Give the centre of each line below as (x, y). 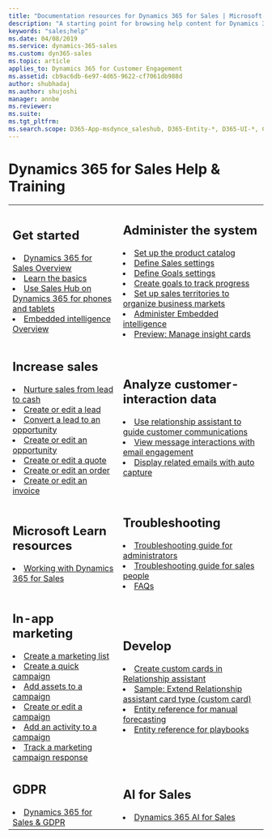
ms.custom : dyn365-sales (50, 54)
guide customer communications (185, 432)
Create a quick (51, 666)
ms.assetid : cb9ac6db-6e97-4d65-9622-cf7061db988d (96, 76)
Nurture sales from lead (68, 389)
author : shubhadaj (39, 84)
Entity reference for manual (186, 709)
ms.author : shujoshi (43, 91)
